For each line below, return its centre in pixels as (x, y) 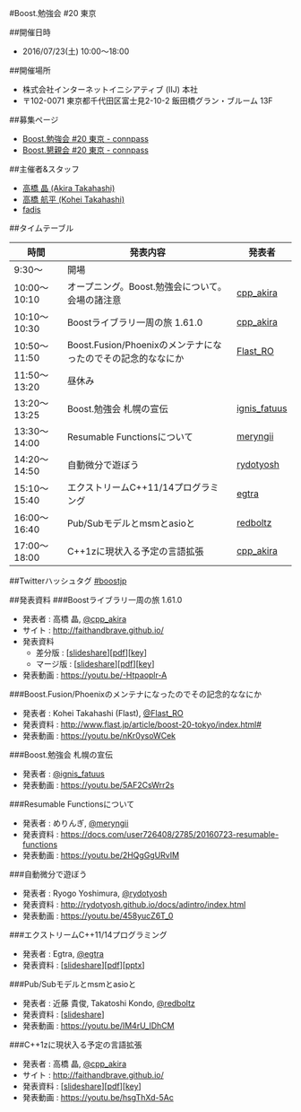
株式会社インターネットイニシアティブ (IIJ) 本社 (110, 89)
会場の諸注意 (94, 300)
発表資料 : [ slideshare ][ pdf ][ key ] (82, 1086)
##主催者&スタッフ (44, 169)
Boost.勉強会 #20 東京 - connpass (86, 139)
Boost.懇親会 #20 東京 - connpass (86, 150)
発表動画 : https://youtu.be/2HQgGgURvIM (101, 855)
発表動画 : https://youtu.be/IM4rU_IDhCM (98, 1025)
